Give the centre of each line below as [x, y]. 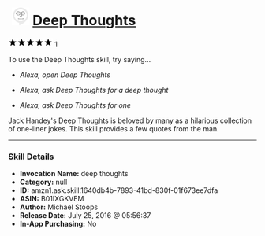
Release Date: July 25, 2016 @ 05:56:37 [85, 216]
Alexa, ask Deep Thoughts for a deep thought [94, 90]
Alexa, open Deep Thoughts [65, 75]
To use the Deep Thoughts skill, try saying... [80, 59]
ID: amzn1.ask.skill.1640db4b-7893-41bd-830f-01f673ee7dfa [119, 190]
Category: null [43, 182]
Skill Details [31, 157]
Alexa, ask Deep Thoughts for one [75, 105]
